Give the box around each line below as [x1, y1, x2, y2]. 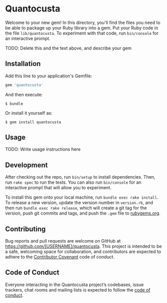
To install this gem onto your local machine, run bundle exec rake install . [5, 194, 159, 200]
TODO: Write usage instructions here [5, 146, 81, 152]
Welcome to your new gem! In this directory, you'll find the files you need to [5, 19, 161, 25]
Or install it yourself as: [5, 110, 52, 116]
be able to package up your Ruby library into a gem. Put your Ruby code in [5, 24, 159, 30]
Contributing [5, 225, 46, 233]
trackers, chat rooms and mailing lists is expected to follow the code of [5, 287, 151, 293]
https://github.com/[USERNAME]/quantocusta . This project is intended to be [5, 243, 162, 250]
